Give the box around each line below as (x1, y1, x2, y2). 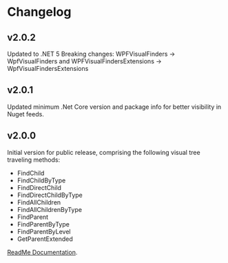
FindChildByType (17, 176, 66, 185)
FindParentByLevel (17, 227, 71, 235)
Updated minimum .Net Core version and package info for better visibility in (7, 103, 222, 111)
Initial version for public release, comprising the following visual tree (7, 148, 201, 156)
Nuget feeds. (7, 109, 45, 118)
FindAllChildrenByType (17, 205, 83, 213)
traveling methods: (7, 156, 61, 164)
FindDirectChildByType (17, 191, 83, 199)
